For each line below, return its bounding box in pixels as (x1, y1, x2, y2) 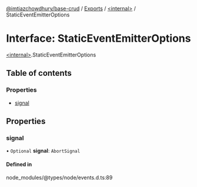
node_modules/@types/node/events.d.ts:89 (6, 173, 113, 181)
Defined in (6, 161, 32, 168)
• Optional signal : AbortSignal (6, 147, 81, 155)
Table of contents (6, 68, 72, 78)
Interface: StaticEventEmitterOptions (6, 32, 191, 45)
